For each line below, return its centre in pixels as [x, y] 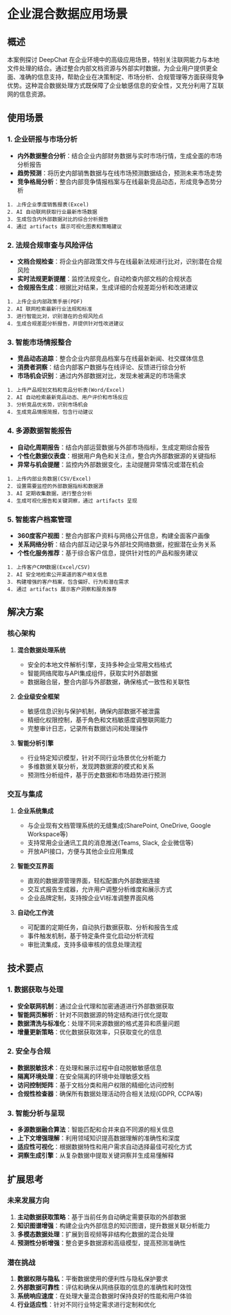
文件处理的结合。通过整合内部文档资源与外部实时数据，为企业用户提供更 [109, 68]
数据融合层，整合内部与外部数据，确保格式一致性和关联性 [109, 682]
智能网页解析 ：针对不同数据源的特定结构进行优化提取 [92, 1014]
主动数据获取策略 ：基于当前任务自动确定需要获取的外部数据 [101, 1217]
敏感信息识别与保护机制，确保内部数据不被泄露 [93, 711]
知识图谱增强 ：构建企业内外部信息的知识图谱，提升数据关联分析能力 [113, 1225]
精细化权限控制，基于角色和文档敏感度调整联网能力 [100, 720]
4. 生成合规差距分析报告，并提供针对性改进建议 [66, 324]
